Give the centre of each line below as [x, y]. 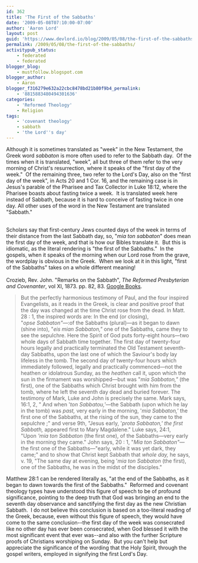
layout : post [22, 34]
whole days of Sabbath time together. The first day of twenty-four [100, 341]
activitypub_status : [32, 50]
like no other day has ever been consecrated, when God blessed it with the [97, 529]
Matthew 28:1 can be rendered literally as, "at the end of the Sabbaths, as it [98, 479]
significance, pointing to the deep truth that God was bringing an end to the [98, 497]
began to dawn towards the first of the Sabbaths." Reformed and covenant [97, 484]
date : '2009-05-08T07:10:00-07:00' [50, 22]
